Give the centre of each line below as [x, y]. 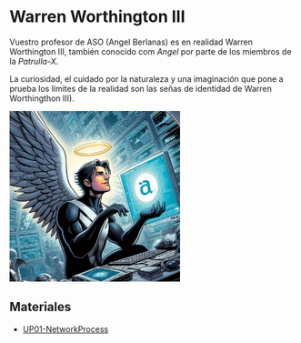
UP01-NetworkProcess [65, 328]
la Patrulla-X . [34, 61]
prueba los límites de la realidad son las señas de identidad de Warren [141, 88]
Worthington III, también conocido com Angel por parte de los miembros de [151, 51]
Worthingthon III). [42, 98]
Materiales [40, 307]
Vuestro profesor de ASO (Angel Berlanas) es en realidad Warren [131, 42]
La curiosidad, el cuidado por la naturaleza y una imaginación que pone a [146, 78]
